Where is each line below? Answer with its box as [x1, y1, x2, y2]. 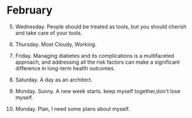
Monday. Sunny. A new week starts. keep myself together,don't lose [15, 87, 181, 94]
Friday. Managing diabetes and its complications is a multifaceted [15, 52, 174, 59]
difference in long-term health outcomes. [15, 64, 115, 71]
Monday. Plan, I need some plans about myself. [15, 105, 130, 112]
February [6, 4, 52, 17]
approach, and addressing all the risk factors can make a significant [15, 58, 180, 65]
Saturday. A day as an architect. [15, 76, 93, 83]
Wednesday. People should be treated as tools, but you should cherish [15, 23, 187, 30]
